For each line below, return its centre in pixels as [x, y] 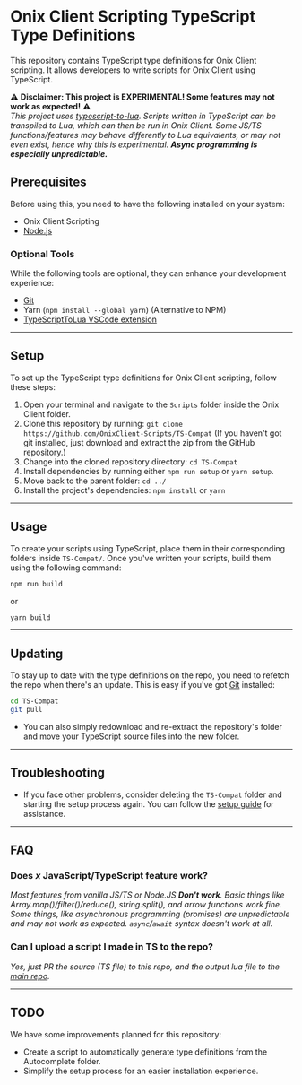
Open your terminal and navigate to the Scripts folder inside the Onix [151, 404]
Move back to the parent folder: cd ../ [95, 481]
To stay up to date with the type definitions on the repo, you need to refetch [150, 675]
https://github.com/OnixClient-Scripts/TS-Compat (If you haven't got [152, 433]
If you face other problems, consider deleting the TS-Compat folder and [153, 794]
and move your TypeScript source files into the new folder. [131, 736]
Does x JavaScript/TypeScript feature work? [109, 876]
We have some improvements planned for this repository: [116, 1034]
